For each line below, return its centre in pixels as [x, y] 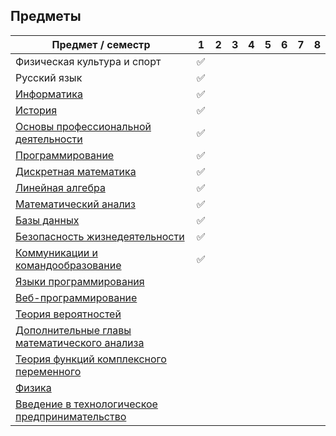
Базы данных [47, 220]
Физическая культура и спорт [88, 61]
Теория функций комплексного [91, 359]
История [36, 110]
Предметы [46, 16]
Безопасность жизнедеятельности [100, 236]
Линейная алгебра [60, 187]
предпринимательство [71, 416]
